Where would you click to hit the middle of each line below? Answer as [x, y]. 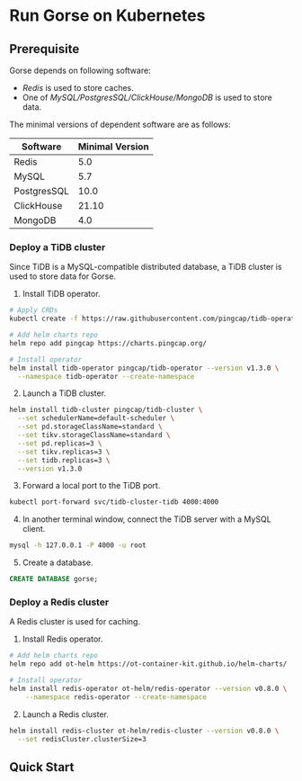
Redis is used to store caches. [78, 88]
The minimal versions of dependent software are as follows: [120, 124]
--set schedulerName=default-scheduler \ [96, 418]
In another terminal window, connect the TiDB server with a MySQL [147, 519]
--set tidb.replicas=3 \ [64, 460]
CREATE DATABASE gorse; [54, 579]
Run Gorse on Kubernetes [107, 16]
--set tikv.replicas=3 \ [64, 452]
